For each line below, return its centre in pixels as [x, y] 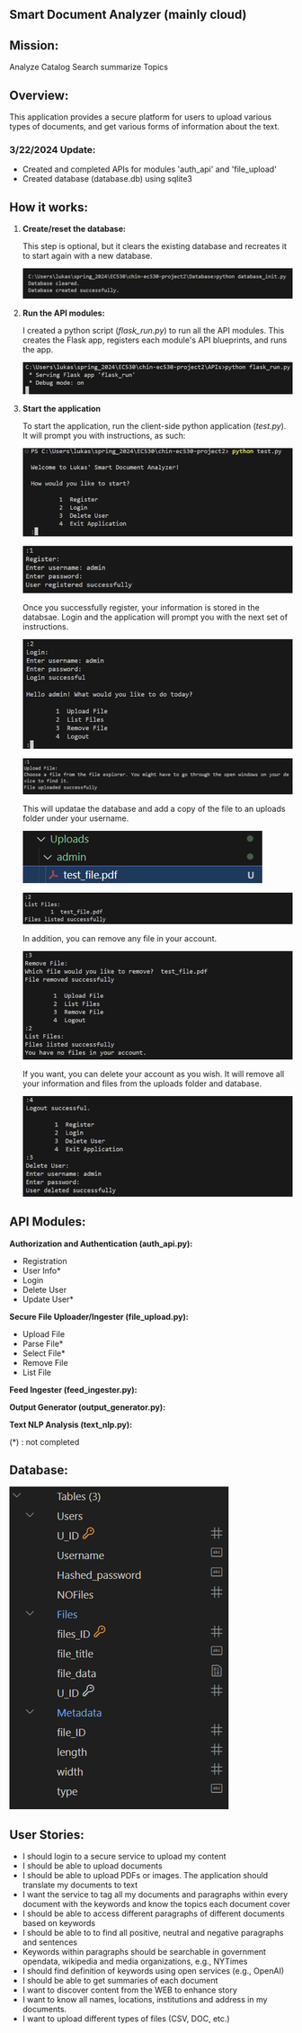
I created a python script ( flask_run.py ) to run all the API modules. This [153, 331]
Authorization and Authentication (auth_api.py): [101, 1244]
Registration [44, 1261]
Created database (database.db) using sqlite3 [107, 179]
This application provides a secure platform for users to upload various [141, 117]
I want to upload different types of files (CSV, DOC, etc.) [126, 2019]
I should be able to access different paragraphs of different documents [153, 1913]
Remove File [45, 1362]
